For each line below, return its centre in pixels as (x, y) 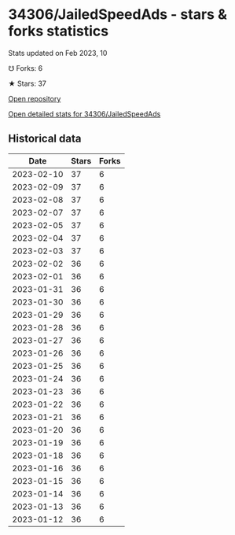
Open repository (35, 98)
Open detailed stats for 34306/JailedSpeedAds (84, 114)
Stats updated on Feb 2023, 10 (58, 53)
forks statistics (58, 31)
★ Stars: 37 (28, 83)
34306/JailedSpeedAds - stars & (118, 15)
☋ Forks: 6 (26, 68)
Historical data (45, 139)
